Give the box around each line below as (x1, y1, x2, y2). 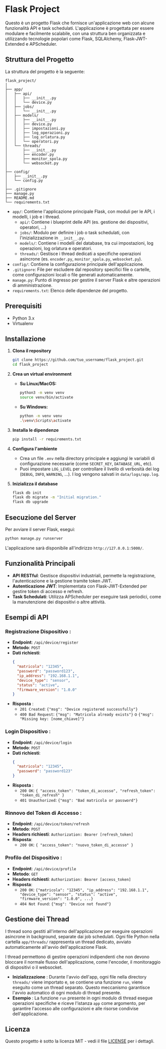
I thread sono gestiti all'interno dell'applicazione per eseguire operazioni (5, 928, 153, 934)
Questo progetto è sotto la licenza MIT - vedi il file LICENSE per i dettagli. (5, 1038, 155, 1044)
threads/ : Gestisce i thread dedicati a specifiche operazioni (19, 251, 141, 257)
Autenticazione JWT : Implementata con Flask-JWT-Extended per (12, 583, 148, 589)
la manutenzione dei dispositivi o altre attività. (12, 599, 106, 605)
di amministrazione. (12, 282, 53, 288)
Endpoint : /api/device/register (12, 639, 79, 646)
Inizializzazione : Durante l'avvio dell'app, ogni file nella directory (12, 974, 147, 980)
